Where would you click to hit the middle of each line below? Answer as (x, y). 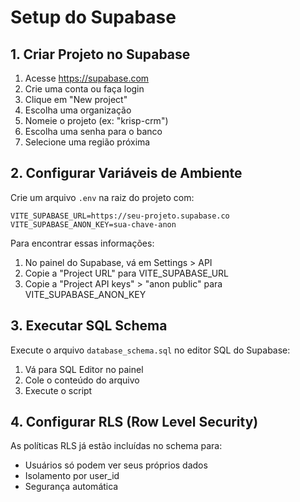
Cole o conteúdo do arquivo (82, 380)
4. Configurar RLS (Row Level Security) (134, 422)
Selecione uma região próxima (87, 142)
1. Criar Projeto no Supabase (100, 54)
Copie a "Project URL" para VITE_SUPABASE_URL (127, 273)
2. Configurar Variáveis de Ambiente (126, 173)
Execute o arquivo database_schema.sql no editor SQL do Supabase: (150, 350)
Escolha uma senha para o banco (93, 131)
